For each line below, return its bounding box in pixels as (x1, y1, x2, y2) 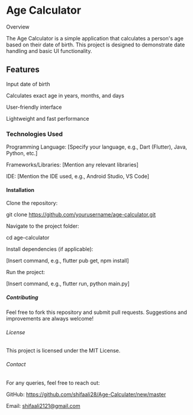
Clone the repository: (6, 200, 58, 207)
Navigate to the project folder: (6, 222, 79, 229)
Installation (6, 186, 34, 193)
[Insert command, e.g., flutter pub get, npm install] (6, 257, 129, 265)
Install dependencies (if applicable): (6, 246, 94, 253)
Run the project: (6, 269, 46, 276)
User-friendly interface (6, 103, 62, 111)
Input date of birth (6, 80, 50, 87)
